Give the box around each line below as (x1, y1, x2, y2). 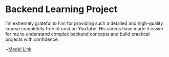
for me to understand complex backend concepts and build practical (5, 31, 150, 37)
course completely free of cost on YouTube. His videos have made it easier (5, 25, 164, 31)
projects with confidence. (5, 36, 59, 42)
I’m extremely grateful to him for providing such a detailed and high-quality (5, 20, 163, 26)
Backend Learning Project (5, 4, 118, 15)
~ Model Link (5, 46, 32, 52)
